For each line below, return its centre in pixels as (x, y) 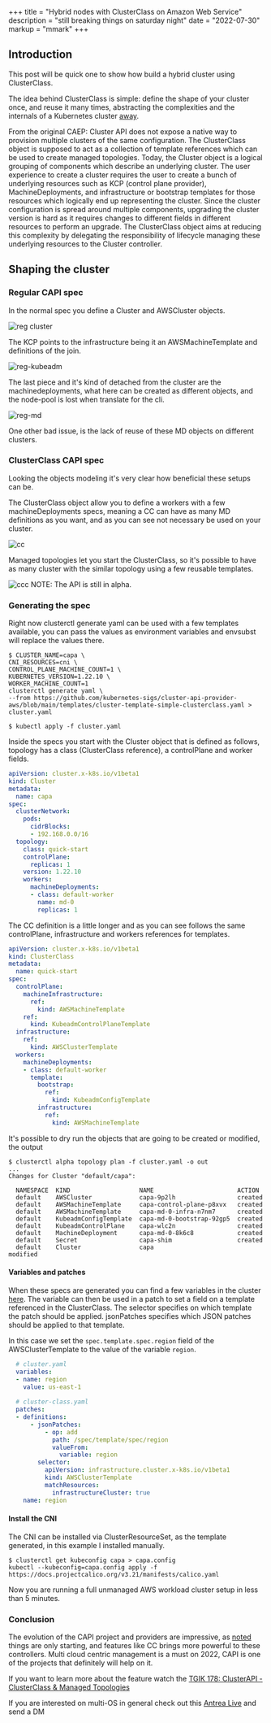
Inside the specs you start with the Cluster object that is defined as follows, (134, 742)
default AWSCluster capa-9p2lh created (140, 1197)
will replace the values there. (56, 641)
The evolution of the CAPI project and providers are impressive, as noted (130, 1637)
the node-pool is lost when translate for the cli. (86, 399)
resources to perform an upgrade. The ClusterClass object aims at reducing (135, 226)
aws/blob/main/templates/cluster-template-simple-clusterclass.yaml (127, 705)
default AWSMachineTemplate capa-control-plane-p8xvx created (140, 1204)
